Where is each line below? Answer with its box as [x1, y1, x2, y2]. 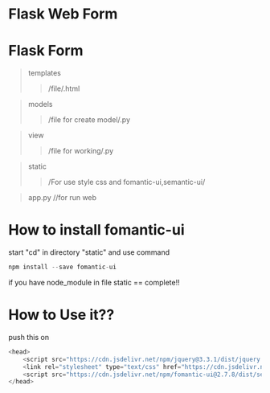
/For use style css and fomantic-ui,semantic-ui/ [47, 178, 206, 187]
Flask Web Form [8, 5, 118, 23]
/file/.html [47, 84, 80, 93]
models [27, 100, 53, 109]
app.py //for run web [27, 193, 97, 203]
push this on [8, 332, 50, 342]
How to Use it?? [8, 306, 115, 324]
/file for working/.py [47, 146, 114, 156]
